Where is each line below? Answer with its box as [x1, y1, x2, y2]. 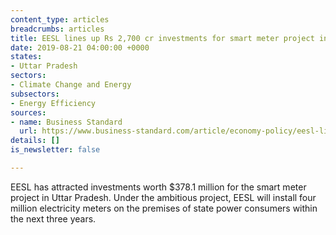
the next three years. [10, 212, 97, 225]
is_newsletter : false [10, 145, 101, 155]
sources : [10, 107, 47, 118]
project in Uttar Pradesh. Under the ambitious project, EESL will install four [10, 191, 317, 203]
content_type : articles [10, 14, 110, 25]
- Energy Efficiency [10, 98, 97, 108]
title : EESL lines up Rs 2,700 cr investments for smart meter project [10, 33, 315, 43]
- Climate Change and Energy [10, 80, 132, 90]
